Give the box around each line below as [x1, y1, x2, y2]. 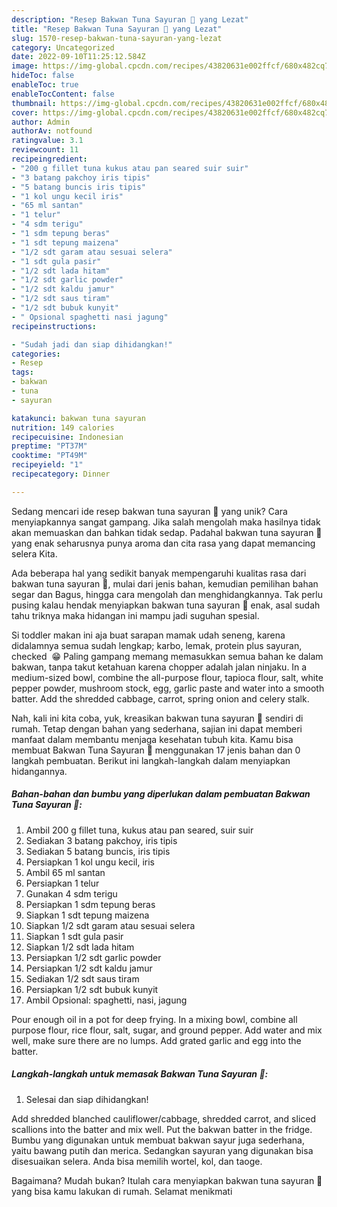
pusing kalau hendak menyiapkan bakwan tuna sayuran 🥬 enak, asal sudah [11, 599, 321, 611]
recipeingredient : [11, 154, 88, 164]
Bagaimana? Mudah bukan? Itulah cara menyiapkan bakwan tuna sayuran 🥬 [11, 1174, 323, 1186]
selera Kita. [11, 547, 58, 560]
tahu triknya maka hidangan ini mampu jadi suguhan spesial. [11, 609, 260, 621]
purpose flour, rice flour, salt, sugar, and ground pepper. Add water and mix [11, 1024, 323, 1036]
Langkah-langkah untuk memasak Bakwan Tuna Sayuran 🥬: [11, 1068, 269, 1080]
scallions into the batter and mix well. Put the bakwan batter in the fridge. [11, 1123, 313, 1135]
